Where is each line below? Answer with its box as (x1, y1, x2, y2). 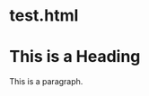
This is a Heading (9, 47, 141, 67)
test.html (9, 5, 79, 26)
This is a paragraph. (9, 76, 83, 87)
